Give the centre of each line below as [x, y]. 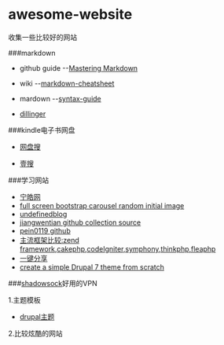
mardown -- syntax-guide [61, 98]
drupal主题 [37, 317]
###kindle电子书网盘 [42, 130]
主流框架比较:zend [50, 240]
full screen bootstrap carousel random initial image [102, 205]
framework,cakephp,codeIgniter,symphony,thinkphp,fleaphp [118, 248]
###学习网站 [29, 180]
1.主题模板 [24, 299]
